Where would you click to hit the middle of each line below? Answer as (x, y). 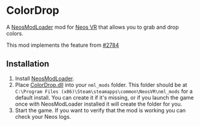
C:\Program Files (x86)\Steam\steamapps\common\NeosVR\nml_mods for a (104, 91)
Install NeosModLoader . (45, 78)
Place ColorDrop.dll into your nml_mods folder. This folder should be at (101, 85)
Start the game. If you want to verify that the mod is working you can (100, 110)
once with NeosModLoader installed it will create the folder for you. (98, 104)
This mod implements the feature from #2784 (63, 45)
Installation (28, 64)
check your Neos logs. (43, 116)
